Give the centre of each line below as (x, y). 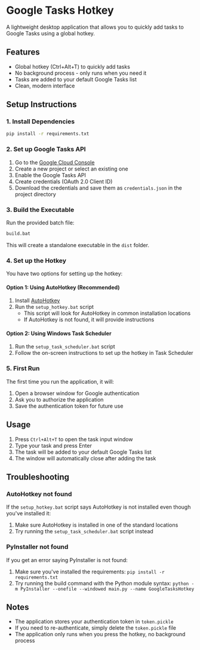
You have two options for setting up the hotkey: (64, 274)
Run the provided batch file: (40, 223)
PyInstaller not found (37, 547)
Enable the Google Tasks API (50, 175)
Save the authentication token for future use (69, 406)
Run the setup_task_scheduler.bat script (65, 347)
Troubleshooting (38, 477)
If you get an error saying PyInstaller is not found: (67, 560)
